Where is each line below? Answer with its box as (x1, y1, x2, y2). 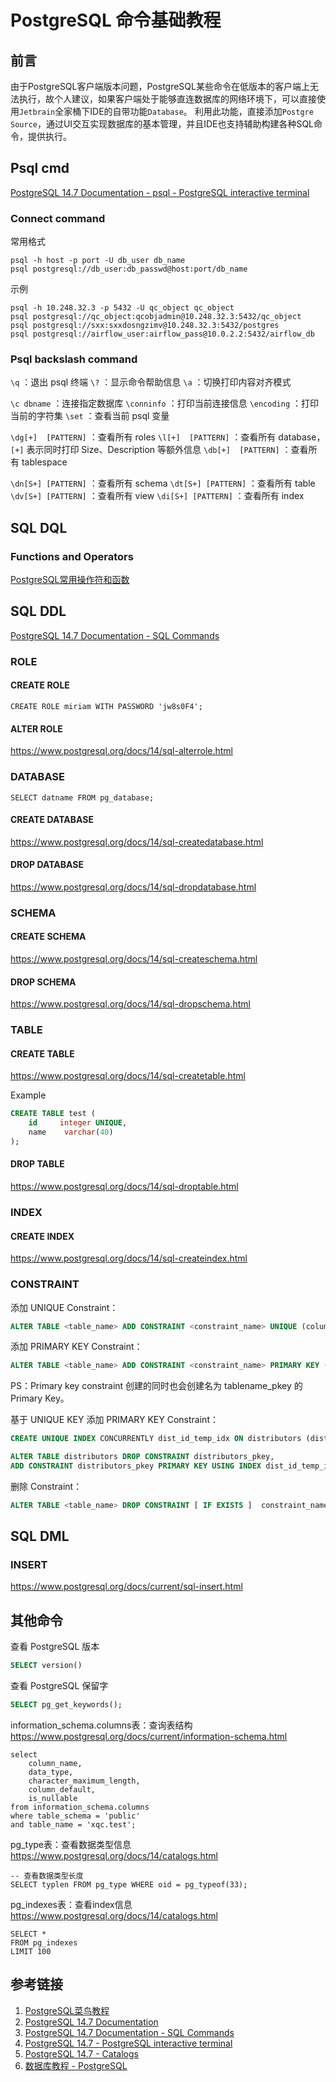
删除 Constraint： (10, 1480, 83, 1492)
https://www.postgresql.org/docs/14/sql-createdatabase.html (10, 836, 264, 848)
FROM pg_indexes (10, 1938, 78, 1948)
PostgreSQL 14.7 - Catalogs (24, 2047, 139, 2060)
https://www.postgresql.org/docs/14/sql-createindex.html (10, 1252, 248, 1265)
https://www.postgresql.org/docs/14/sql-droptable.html (10, 1181, 239, 1193)
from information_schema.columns (10, 1802, 150, 1813)
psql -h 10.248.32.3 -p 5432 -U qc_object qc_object (10, 303, 235, 313)
